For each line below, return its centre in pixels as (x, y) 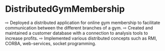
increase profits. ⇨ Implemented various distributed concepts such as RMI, (81, 38)
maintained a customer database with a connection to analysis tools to (77, 33)
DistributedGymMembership (65, 9)
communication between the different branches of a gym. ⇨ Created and (79, 27)
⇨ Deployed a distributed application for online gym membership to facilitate (83, 23)
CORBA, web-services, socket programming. (51, 43)
